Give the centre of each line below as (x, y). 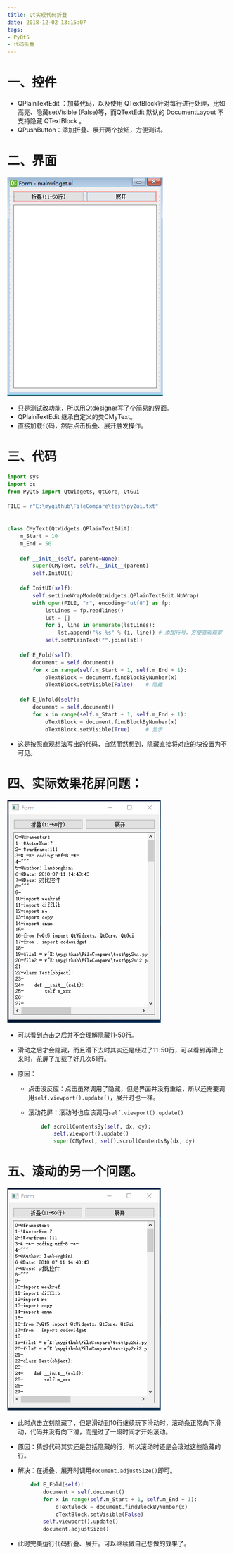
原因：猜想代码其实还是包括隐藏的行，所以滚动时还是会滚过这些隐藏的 (119, 1447)
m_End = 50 (36, 543)
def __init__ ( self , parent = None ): (70, 559)
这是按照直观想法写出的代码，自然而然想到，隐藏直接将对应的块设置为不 (122, 744)
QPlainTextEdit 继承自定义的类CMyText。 (77, 417)
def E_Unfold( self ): (50, 700)
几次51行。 (95, 1058)
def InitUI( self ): (47, 588)
